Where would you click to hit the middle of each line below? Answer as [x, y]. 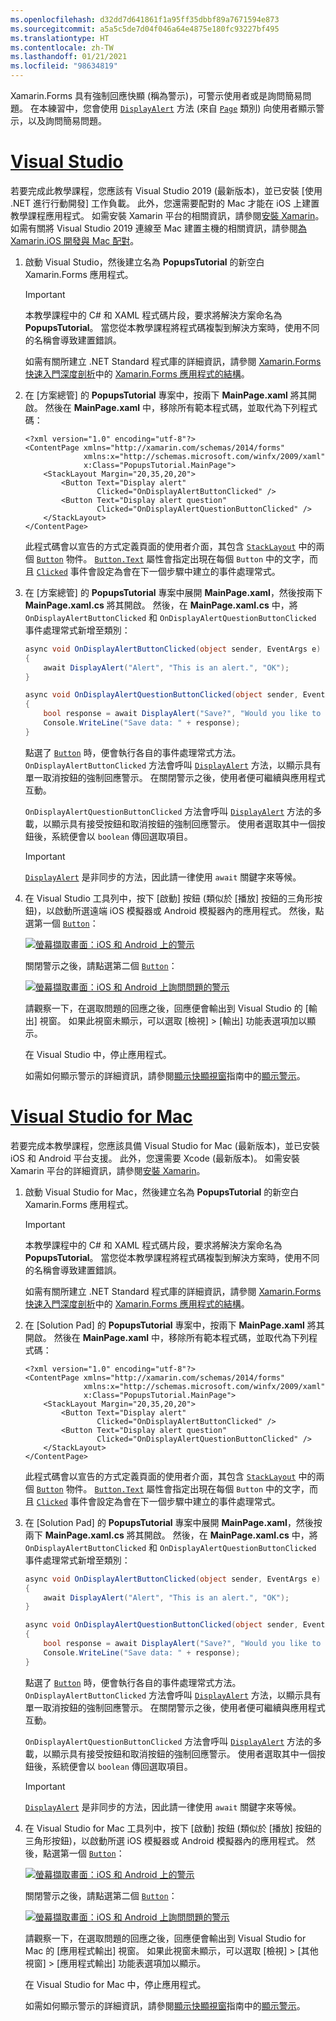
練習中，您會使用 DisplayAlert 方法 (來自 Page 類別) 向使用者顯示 [182, 108]
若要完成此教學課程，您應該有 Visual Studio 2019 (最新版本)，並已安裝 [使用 [166, 190]
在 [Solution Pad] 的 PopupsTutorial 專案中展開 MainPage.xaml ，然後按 [173, 1522]
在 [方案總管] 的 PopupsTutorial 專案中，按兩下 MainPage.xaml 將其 [166, 395]
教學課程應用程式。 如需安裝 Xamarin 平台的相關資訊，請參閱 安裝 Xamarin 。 [167, 215]
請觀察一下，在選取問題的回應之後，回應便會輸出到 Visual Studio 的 [163, 1008]
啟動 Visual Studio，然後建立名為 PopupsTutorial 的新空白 [144, 262]
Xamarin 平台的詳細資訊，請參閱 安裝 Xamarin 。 [108, 1170]
